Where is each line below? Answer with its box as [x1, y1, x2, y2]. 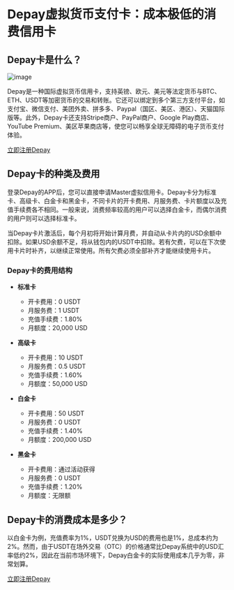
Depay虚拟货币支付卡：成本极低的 [7, 6, 204, 22]
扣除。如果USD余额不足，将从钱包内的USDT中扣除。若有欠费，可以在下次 [7, 237, 220, 246]
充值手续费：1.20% [27, 482, 83, 491]
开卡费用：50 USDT [27, 409, 85, 418]
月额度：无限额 [27, 492, 71, 500]
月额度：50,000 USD [27, 380, 88, 388]
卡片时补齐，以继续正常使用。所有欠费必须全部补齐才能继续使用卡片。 [13, 246, 214, 255]
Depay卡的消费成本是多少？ [7, 514, 127, 526]
